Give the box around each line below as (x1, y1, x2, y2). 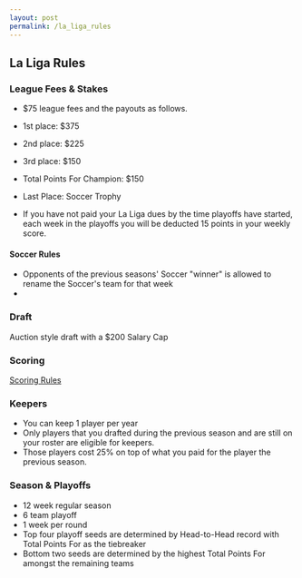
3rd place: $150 (22, 156, 82, 167)
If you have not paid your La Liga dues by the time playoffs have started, (22, 209, 293, 220)
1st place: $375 (22, 121, 80, 132)
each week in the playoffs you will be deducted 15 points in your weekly (22, 219, 291, 230)
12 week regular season (22, 500, 112, 511)
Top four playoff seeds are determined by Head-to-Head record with (22, 528, 279, 540)
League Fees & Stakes (9, 83, 109, 95)
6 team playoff (22, 509, 77, 520)
